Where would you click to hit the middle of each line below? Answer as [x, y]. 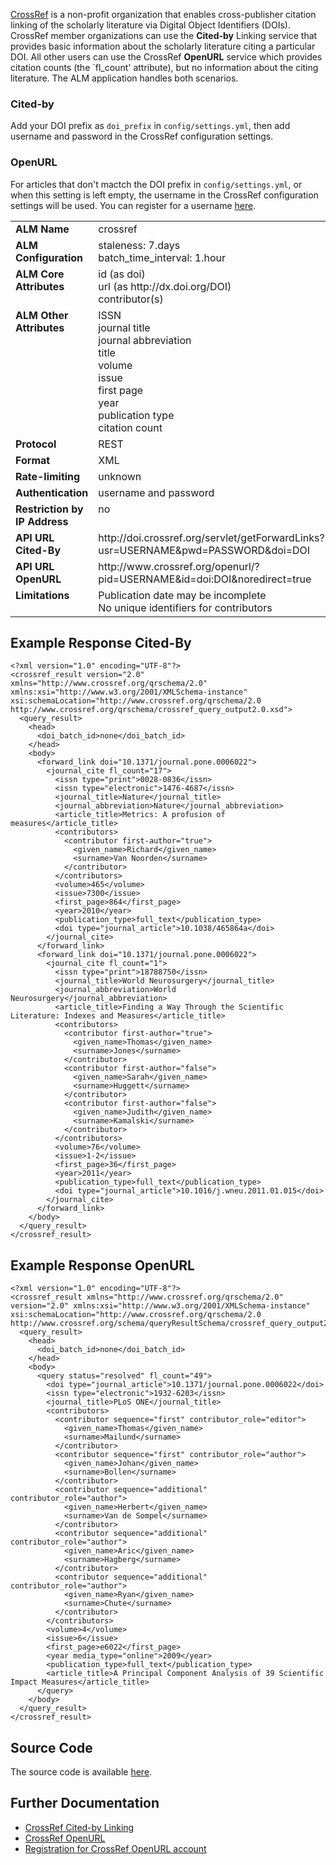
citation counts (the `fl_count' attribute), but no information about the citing [164, 67]
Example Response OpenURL [102, 1265]
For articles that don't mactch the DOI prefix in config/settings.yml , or [156, 184]
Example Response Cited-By [101, 642]
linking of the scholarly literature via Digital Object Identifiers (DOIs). [150, 25]
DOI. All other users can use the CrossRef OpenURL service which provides [166, 57]
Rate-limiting [48, 476]
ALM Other [42, 315]
